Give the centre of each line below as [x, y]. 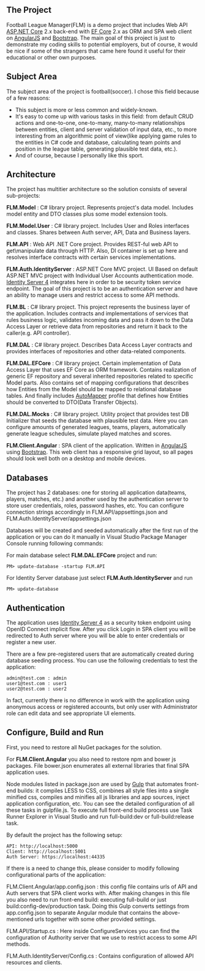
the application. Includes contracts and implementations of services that [97, 313]
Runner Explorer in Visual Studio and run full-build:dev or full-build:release [100, 816]
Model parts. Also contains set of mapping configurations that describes [98, 383]
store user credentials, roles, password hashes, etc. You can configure [95, 506]
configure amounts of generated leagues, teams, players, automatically [96, 427]
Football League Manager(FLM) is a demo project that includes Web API [97, 24]
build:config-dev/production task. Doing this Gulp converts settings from [98, 906]
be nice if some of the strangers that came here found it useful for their [96, 51]
